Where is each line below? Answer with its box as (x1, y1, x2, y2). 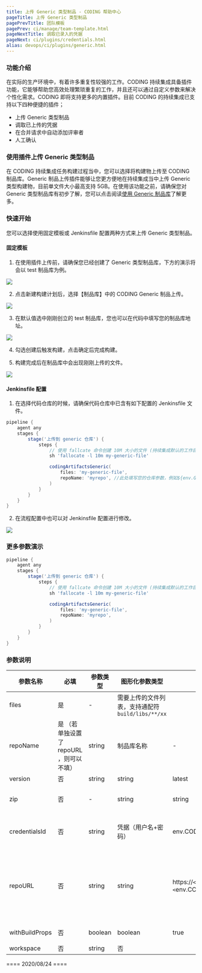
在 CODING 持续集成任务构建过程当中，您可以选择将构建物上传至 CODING (6, 168, 190, 175)
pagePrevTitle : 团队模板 (6, 20, 65, 26)
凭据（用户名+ (117, 823, 158, 832)
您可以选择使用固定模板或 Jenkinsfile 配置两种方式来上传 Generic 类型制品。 (6, 229, 195, 236)
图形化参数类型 (120, 678, 164, 686)
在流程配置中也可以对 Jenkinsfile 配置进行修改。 (14, 515, 135, 522)
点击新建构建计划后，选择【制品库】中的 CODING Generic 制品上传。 (14, 290, 187, 297)
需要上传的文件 (117, 694, 160, 702)
